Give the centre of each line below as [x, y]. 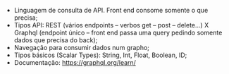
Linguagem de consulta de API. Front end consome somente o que [111, 10]
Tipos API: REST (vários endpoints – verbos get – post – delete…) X [111, 25]
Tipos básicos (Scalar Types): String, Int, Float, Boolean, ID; [100, 55]
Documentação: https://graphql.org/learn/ [75, 62]
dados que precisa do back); [56, 40]
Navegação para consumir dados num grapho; [82, 48]
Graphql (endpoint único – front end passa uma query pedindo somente [118, 32]
